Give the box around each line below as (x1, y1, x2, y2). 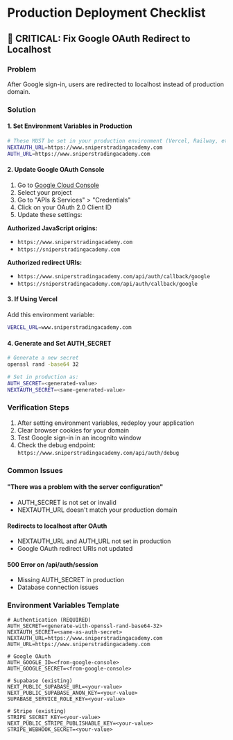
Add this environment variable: (7, 311, 95, 319)
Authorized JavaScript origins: (7, 224, 98, 232)
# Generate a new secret (7, 355, 79, 362)
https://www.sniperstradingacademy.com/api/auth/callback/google (17, 273, 210, 280)
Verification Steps (7, 403, 69, 412)
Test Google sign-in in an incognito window (17, 433, 141, 442)
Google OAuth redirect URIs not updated (17, 545, 133, 553)
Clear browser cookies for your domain (17, 426, 130, 434)
